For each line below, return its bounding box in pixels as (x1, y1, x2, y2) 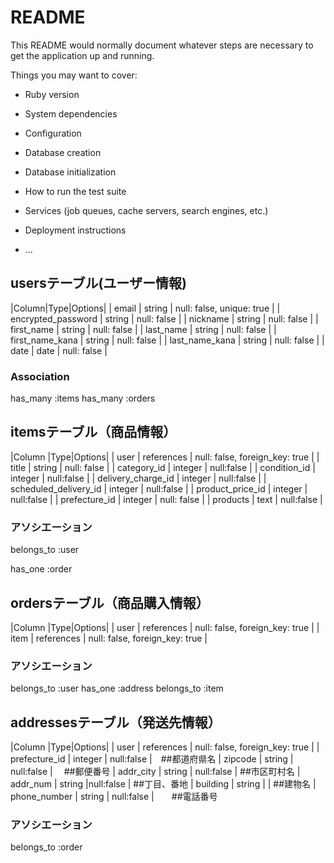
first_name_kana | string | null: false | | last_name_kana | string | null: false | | (10, 334, 325, 346)
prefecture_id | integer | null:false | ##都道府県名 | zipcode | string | (10, 753, 294, 765)
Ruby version (24, 88, 80, 100)
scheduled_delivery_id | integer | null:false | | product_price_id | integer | (10, 482, 308, 495)
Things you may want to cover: (10, 69, 138, 81)
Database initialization (24, 166, 117, 178)
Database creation (24, 146, 102, 158)
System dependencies (24, 107, 118, 120)
